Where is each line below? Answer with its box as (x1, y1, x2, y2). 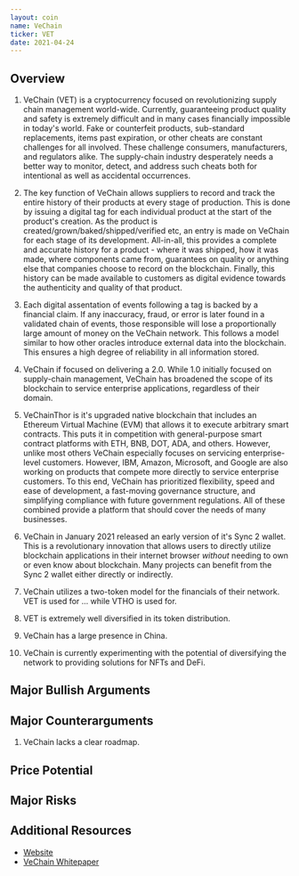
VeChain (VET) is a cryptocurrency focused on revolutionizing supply (22, 94, 277, 105)
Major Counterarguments (10, 713, 154, 728)
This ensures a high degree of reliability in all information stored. (22, 347, 260, 357)
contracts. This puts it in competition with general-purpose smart (22, 429, 263, 439)
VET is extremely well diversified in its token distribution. (22, 613, 230, 624)
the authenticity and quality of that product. (22, 282, 183, 293)
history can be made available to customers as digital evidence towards (22, 273, 287, 283)
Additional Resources (10, 823, 132, 839)
